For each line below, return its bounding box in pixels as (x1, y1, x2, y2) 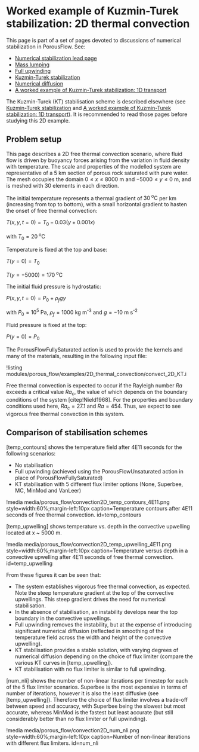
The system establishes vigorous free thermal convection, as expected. (14, 583, 191, 590)
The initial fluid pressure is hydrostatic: (6, 283, 101, 291)
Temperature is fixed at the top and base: (6, 246, 108, 253)
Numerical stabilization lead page (14, 54, 97, 62)
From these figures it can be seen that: (6, 571, 101, 578)
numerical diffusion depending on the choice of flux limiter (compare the (14, 653, 194, 660)
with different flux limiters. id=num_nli (6, 739, 99, 747)
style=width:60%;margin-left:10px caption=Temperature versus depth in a (6, 547, 188, 554)
